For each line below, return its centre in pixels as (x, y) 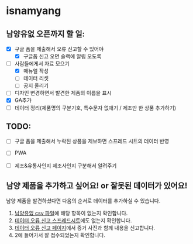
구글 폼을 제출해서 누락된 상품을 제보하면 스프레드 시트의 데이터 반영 (92, 141)
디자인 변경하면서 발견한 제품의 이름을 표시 (63, 93)
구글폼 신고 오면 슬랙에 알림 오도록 (62, 56)
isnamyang (34, 11)
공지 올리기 (36, 85)
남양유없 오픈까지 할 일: (46, 34)
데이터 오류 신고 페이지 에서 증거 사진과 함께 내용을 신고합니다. (85, 228)
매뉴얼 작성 (36, 71)
